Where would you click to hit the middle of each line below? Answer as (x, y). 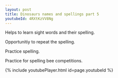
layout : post (18, 10)
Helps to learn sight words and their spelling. (50, 33)
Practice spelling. (22, 51)
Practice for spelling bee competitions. (44, 61)
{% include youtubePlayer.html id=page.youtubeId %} (59, 70)
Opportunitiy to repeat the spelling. (40, 42)
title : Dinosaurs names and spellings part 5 (52, 14)
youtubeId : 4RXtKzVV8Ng (29, 19)
